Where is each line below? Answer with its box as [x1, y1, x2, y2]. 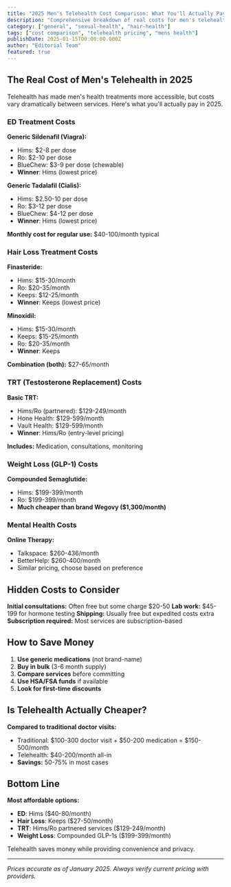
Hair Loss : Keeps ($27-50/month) [16, 817, 113, 825]
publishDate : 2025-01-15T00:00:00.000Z [7, 36, 122, 43]
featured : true [7, 49, 51, 56]
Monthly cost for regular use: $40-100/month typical [7, 230, 159, 238]
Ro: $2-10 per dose [16, 153, 72, 161]
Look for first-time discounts [16, 684, 102, 692]
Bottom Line [7, 778, 60, 790]
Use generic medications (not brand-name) [16, 655, 142, 663]
